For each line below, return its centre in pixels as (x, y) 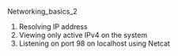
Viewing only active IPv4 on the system (83, 35)
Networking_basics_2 (43, 11)
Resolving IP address (53, 26)
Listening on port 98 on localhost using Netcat (95, 43)
